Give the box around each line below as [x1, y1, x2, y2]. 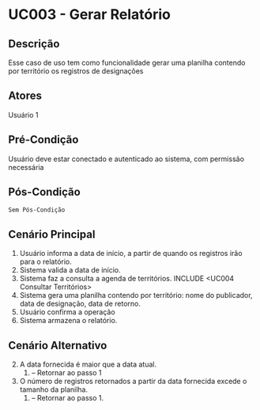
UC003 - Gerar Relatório [8, 6, 171, 24]
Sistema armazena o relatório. [19, 316, 118, 325]
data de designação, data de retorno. [19, 299, 141, 309]
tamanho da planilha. [19, 385, 89, 394]
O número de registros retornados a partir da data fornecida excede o [19, 377, 247, 386]
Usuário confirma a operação [19, 307, 116, 317]
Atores [8, 89, 42, 103]
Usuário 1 [8, 110, 39, 119]
